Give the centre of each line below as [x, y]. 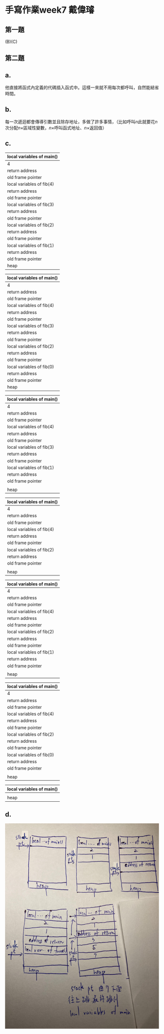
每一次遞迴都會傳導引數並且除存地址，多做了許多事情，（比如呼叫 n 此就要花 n [81, 122]
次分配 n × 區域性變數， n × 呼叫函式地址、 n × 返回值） [56, 128]
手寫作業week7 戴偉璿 [50, 10]
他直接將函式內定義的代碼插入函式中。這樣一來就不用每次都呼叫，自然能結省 [82, 88]
